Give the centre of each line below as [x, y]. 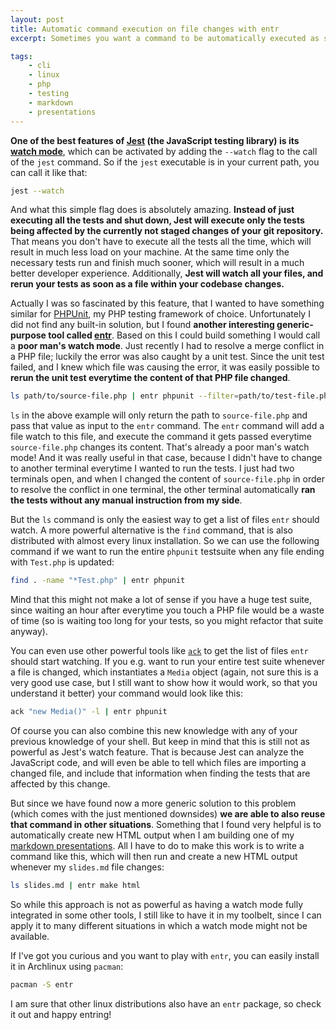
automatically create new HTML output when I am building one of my [152, 835]
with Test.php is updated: [62, 562]
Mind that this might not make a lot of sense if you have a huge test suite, [161, 600]
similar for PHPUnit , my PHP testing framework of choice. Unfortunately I [160, 314]
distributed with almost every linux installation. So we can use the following [165, 541]
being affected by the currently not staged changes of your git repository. [167, 231]
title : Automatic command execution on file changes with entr [145, 29]
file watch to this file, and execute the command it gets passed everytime [161, 437]
